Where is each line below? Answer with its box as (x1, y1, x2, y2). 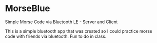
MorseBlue (5, 3, 50, 14)
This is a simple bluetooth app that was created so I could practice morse (5, 28, 153, 34)
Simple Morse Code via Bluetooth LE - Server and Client (5, 19, 118, 25)
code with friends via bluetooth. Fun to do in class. (5, 33, 107, 39)
